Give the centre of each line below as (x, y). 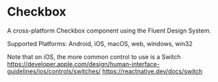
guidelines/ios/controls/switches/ (54, 71)
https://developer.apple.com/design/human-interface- (83, 64)
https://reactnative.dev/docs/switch (152, 71)
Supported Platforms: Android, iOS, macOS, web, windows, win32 (100, 43)
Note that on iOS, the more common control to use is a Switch (94, 57)
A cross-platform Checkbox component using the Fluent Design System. (109, 30)
